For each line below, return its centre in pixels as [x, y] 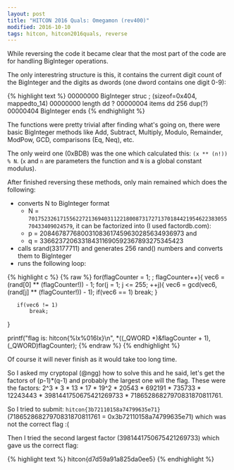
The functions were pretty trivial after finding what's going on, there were [114, 125]
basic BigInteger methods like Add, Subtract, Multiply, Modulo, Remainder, [115, 132]
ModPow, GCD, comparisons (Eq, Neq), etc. [71, 140]
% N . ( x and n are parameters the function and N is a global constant [105, 161]
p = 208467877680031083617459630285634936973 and [112, 233]
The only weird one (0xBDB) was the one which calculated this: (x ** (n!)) [117, 153]
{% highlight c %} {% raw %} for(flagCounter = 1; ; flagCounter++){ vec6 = [116, 277]
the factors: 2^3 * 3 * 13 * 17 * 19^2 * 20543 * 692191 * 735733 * [104, 388]
